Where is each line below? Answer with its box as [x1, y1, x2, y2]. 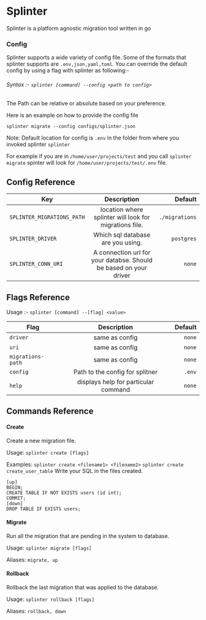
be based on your [96, 263, 147, 272]
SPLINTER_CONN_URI [9, 260, 63, 268]
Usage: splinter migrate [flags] [6, 544, 92, 551]
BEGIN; [6, 484, 23, 491]
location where [100, 205, 143, 214]
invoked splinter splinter [6, 141, 71, 148]
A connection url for [93, 248, 151, 257]
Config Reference [6, 176, 75, 187]
